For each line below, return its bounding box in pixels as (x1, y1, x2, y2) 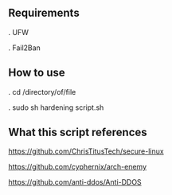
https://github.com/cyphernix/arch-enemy (8, 162, 147, 172)
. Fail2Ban (8, 43, 41, 53)
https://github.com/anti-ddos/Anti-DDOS (8, 177, 142, 187)
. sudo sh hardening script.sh (8, 103, 104, 112)
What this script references (8, 126, 147, 139)
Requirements (8, 6, 80, 20)
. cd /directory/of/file (8, 87, 76, 96)
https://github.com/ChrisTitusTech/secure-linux (8, 146, 165, 156)
